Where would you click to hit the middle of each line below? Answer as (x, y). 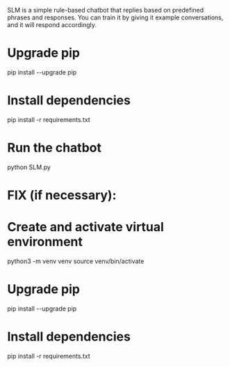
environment (45, 242)
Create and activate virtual (86, 227)
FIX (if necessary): (62, 195)
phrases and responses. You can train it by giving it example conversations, (115, 17)
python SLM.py (29, 167)
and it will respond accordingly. (52, 25)
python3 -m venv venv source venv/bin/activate (76, 261)
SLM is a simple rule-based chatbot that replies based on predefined (106, 10)
